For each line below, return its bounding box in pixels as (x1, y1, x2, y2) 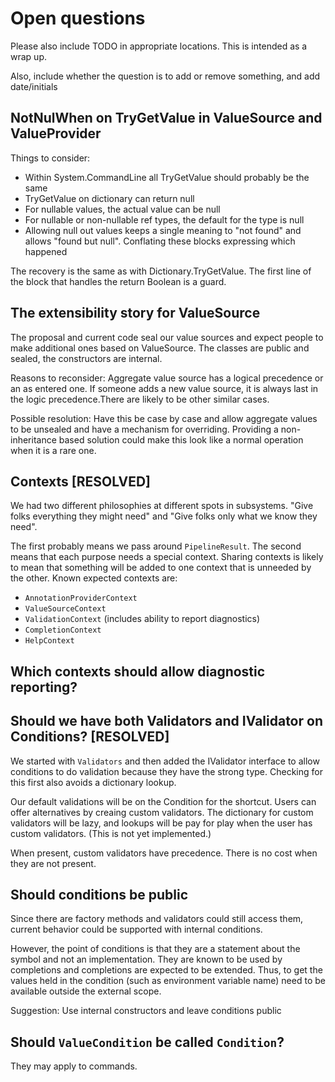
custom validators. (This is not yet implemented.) (10, 827, 212, 839)
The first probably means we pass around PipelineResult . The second (10, 540, 302, 552)
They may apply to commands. (10, 1060, 138, 1072)
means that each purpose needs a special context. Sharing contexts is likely (10, 551, 324, 563)
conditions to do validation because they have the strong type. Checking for (10, 765, 323, 777)
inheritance (10, 433, 57, 446)
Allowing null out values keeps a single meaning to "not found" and (24, 224, 302, 236)
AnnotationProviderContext (24, 593, 138, 604)
